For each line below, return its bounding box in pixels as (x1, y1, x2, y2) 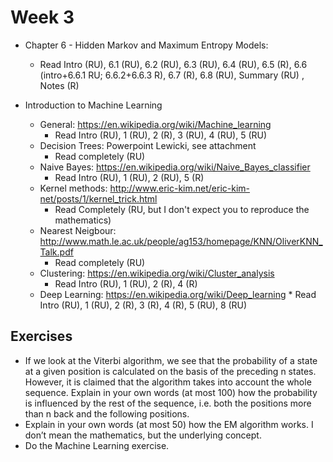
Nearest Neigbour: (39, 224, 117, 236)
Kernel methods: (39, 182, 108, 194)
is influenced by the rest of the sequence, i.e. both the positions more (24, 397, 312, 409)
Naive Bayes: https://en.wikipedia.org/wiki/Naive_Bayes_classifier (39, 161, 311, 173)
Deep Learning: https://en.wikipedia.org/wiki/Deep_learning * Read (39, 288, 317, 300)
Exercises (10, 328, 73, 345)
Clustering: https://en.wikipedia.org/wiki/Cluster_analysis (39, 267, 275, 279)
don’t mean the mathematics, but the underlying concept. (24, 429, 262, 441)
